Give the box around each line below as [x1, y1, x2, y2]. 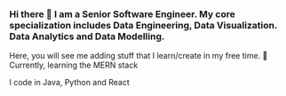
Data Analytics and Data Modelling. [9, 30, 165, 43]
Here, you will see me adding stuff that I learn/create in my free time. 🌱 [9, 51, 268, 61]
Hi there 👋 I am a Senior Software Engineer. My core [9, 8, 235, 20]
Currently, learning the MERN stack [9, 60, 139, 70]
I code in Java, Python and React [9, 77, 131, 88]
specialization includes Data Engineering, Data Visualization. [9, 19, 278, 31]
